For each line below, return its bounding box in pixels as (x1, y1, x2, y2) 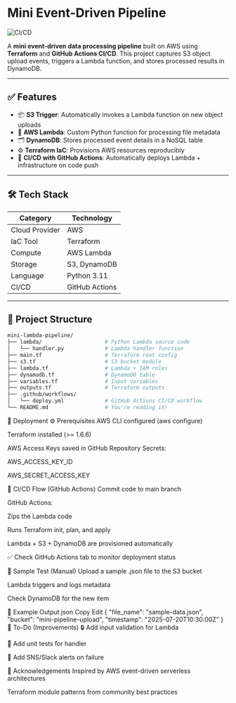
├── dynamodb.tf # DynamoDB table (7, 371, 156, 378)
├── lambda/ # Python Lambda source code (7, 339, 190, 346)
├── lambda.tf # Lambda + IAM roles (7, 364, 169, 372)
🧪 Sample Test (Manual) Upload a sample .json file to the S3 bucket (7, 567, 202, 575)
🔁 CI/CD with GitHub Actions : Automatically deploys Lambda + (17, 153, 202, 162)
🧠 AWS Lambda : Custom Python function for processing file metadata (17, 128, 221, 136)
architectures (7, 673, 46, 683)
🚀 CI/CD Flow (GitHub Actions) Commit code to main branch (7, 484, 181, 493)
